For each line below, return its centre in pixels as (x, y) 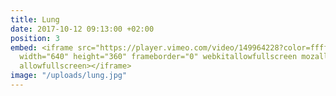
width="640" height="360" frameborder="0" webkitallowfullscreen (158, 57)
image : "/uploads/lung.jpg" (69, 76)
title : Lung (35, 19)
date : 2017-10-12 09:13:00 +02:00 (82, 29)
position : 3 (35, 38)
